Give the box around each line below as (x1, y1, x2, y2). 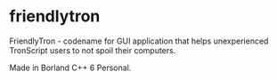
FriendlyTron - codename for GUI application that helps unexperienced (9, 36, 269, 46)
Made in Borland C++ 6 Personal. (9, 62, 132, 73)
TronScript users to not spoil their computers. (9, 44, 176, 55)
